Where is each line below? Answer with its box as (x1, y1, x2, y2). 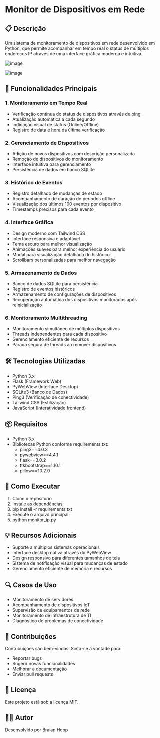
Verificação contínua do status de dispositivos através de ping (12, 111, 141, 117)
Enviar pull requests (12, 671, 53, 677)
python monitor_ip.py (12, 517, 56, 523)
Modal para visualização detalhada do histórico (12, 251, 110, 257)
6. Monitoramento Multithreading (5, 314, 87, 321)
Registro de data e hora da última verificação (12, 127, 105, 133)
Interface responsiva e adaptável (12, 235, 80, 241)
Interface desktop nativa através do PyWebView (12, 550, 111, 556)
